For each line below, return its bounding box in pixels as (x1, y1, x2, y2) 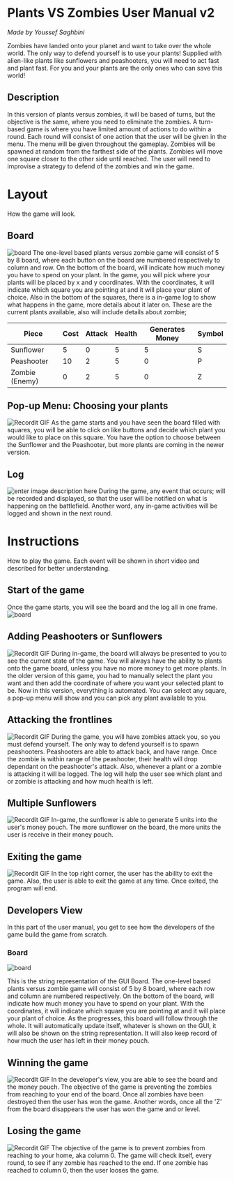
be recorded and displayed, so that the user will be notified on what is (7, 494, 208, 503)
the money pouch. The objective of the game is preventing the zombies (7, 1083, 212, 1091)
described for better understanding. (7, 564, 110, 573)
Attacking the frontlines (7, 714, 113, 726)
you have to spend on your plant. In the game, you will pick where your (7, 270, 210, 279)
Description (7, 91, 59, 103)
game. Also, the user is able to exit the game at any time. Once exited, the (7, 876, 219, 885)
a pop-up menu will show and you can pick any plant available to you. (7, 694, 208, 702)
